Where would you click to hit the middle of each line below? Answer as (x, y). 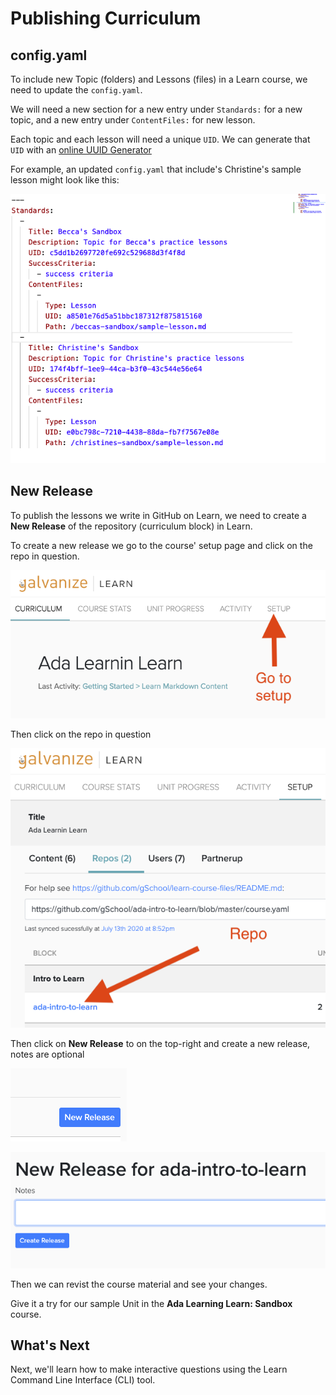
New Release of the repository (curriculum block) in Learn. (131, 526)
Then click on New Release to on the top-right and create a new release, (160, 1044)
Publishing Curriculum (106, 18)
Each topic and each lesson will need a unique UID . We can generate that (160, 139)
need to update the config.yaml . (76, 90)
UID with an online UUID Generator (81, 150)
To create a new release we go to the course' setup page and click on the (161, 545)
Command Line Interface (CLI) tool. (83, 1380)
